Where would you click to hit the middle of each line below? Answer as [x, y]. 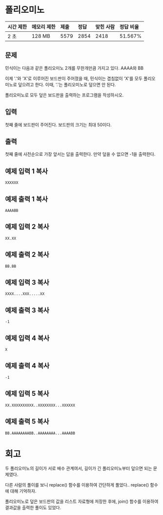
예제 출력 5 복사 [27, 422]
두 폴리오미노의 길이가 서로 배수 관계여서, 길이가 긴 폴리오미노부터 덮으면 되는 [79, 468]
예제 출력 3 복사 [27, 310]
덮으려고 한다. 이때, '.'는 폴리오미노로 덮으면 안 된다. [67, 84]
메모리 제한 [44, 26]
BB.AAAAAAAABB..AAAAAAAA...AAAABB [40, 433]
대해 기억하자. [23, 491]
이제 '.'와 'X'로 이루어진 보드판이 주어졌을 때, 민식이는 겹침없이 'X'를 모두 [74, 78]
